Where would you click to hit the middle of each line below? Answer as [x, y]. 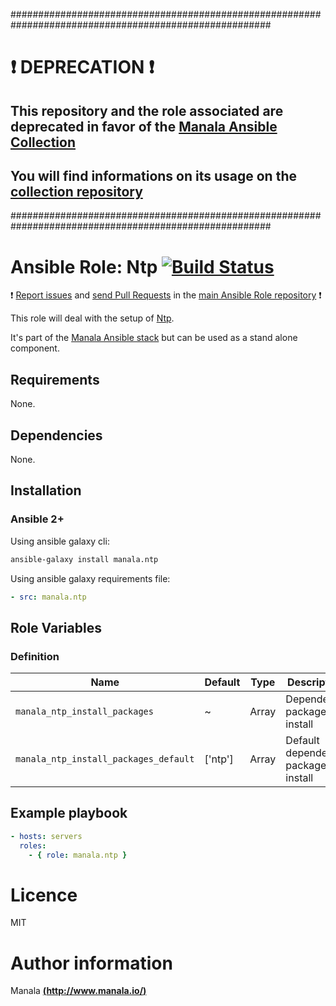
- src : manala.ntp [48, 597]
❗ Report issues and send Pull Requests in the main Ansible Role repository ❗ [166, 295]
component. [35, 348]
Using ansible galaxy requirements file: [90, 578]
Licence [44, 895]
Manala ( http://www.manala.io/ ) [78, 991]
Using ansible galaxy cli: [60, 541]
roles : [33, 845]
